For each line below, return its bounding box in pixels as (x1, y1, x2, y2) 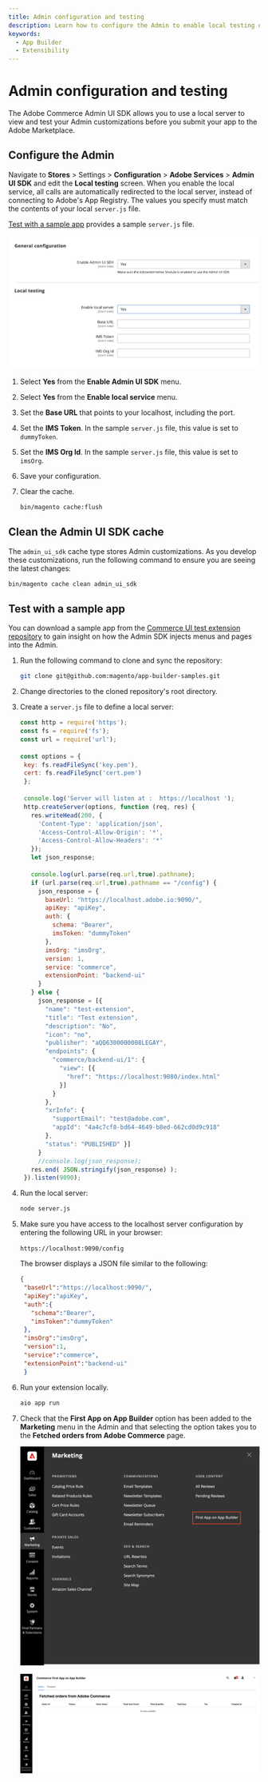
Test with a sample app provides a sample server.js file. (8, 219, 195, 229)
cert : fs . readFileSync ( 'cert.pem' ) (23, 769, 142, 777)
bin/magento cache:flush (19, 503, 103, 511)
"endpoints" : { (45, 1047, 96, 1055)
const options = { (19, 752, 81, 760)
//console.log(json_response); (37, 1157, 142, 1165)
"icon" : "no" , (45, 1031, 93, 1039)
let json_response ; (30, 854, 96, 862)
